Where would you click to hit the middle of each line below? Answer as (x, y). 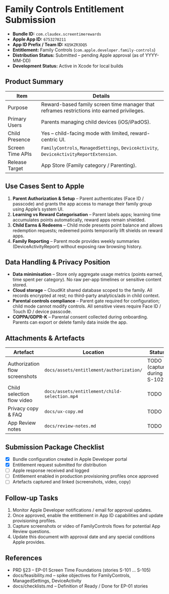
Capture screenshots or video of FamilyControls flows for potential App (86, 526)
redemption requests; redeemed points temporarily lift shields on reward (88, 230)
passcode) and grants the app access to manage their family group (82, 204)
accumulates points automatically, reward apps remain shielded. (79, 220)
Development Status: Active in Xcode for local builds (68, 66)
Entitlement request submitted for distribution (60, 465)
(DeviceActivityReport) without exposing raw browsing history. (77, 246)
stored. (20, 285)
